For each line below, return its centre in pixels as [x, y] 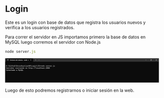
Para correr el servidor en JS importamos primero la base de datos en [75, 37]
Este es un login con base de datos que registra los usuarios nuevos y [75, 22]
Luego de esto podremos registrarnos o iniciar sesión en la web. [70, 90]
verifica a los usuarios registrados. [40, 27]
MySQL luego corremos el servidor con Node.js [53, 42]
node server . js [20, 51]
